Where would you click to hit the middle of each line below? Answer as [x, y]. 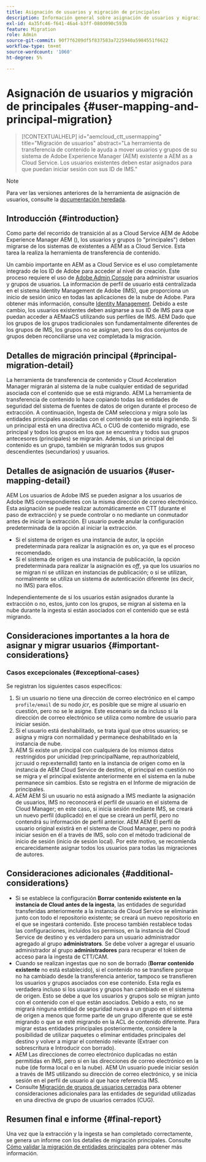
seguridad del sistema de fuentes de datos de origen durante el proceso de [102, 406]
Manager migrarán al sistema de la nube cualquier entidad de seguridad [97, 386]
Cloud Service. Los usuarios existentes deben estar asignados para [106, 162]
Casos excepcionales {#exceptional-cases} [73, 673]
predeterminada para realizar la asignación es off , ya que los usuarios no [107, 566]
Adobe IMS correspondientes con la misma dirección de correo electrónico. [102, 502]
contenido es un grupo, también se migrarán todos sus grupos [85, 445]
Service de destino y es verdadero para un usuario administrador [97, 937]
